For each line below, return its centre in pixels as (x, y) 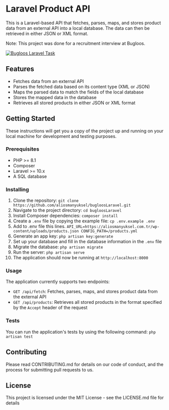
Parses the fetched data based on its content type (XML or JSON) (81, 86)
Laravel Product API (48, 9)
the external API (30, 297)
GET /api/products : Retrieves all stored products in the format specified (87, 302)
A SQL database (30, 176)
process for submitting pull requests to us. (50, 370)
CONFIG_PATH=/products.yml (109, 231)
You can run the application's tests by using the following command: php (81, 332)
